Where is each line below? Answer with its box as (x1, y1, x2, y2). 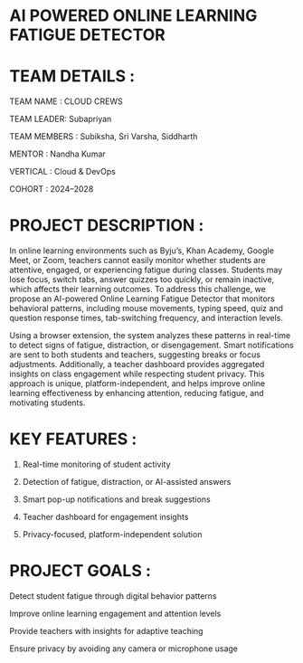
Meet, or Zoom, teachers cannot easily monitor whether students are (9, 255, 266, 266)
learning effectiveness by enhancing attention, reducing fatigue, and (9, 388, 264, 399)
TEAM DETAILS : (9, 66, 136, 87)
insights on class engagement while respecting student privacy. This (9, 368, 265, 380)
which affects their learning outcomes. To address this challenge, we (9, 284, 267, 295)
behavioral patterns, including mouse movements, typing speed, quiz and (9, 303, 283, 314)
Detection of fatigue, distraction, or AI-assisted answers (22, 477, 232, 487)
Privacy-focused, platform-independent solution (22, 529, 203, 539)
